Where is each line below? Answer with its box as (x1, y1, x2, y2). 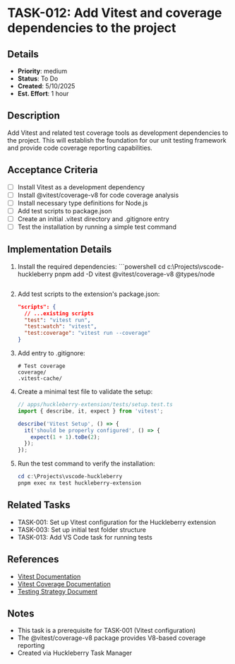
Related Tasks (7, 499, 71, 511)
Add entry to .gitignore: (17, 349, 86, 357)
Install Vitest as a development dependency (17, 182, 145, 191)
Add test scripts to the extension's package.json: (17, 290, 160, 298)
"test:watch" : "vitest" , (24, 323, 97, 330)
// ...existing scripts (24, 309, 94, 317)
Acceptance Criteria (7, 164, 98, 176)
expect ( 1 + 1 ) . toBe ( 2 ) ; (30, 433, 101, 441)
